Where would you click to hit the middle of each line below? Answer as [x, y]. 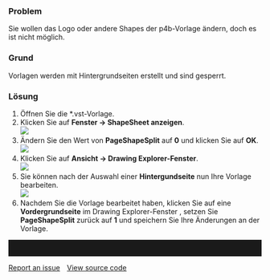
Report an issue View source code [67, 267]
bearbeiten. [39, 185]
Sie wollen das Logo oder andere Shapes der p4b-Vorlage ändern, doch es [133, 29]
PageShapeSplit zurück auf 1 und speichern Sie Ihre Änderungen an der [140, 220]
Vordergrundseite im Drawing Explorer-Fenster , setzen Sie [119, 211]
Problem [25, 11]
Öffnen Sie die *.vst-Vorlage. [67, 113]
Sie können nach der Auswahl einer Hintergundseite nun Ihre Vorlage [135, 176]
